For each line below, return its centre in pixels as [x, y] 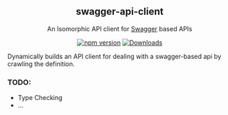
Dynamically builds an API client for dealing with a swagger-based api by [114, 56]
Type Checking [40, 98]
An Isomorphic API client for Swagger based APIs [120, 28]
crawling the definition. [41, 64]
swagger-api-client [120, 12]
